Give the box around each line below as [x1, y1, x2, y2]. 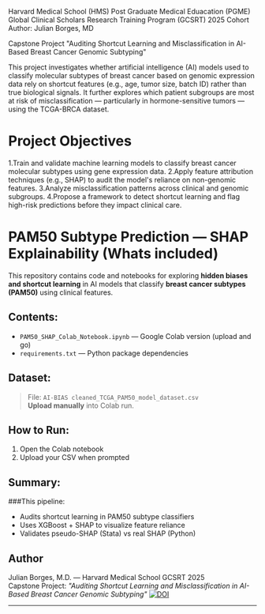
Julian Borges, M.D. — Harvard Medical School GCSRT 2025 [8, 572, 205, 582]
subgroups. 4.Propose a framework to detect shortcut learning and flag [8, 191, 241, 201]
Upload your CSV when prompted [19, 453, 130, 462]
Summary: [8, 476, 61, 489]
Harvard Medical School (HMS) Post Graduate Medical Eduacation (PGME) [8, 7, 251, 16]
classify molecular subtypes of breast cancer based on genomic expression [8, 71, 255, 80]
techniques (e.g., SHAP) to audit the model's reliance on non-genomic [8, 175, 237, 184]
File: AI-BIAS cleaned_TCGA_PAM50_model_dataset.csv [27, 392, 199, 401]
